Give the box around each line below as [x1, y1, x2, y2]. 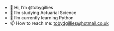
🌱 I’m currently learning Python [9, 15, 74, 20]
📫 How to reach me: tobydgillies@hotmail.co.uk [9, 20, 109, 26]
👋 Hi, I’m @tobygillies [9, 5, 53, 10]
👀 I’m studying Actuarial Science [9, 10, 77, 15]
